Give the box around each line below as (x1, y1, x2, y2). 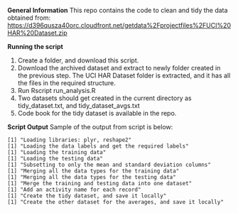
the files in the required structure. (17, 79, 116, 87)
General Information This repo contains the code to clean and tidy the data (7, 6, 228, 14)
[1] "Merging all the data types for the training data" (7, 168, 180, 175)
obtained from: (7, 13, 51, 22)
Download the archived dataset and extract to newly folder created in (17, 64, 221, 72)
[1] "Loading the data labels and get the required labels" (7, 143, 190, 150)
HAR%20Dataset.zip (7, 28, 67, 37)
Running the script (7, 43, 64, 50)
